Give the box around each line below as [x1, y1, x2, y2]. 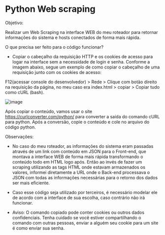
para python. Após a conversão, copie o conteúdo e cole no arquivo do [5, 119, 150, 125]
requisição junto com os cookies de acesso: [12, 69, 102, 75]
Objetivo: [5, 20, 24, 26]
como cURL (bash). [5, 89, 44, 95]
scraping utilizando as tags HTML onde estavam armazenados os [12, 164, 145, 170]
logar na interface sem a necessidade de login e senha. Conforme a [12, 59, 150, 65]
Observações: [5, 134, 33, 139]
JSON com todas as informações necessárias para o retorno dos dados [12, 174, 158, 180]
